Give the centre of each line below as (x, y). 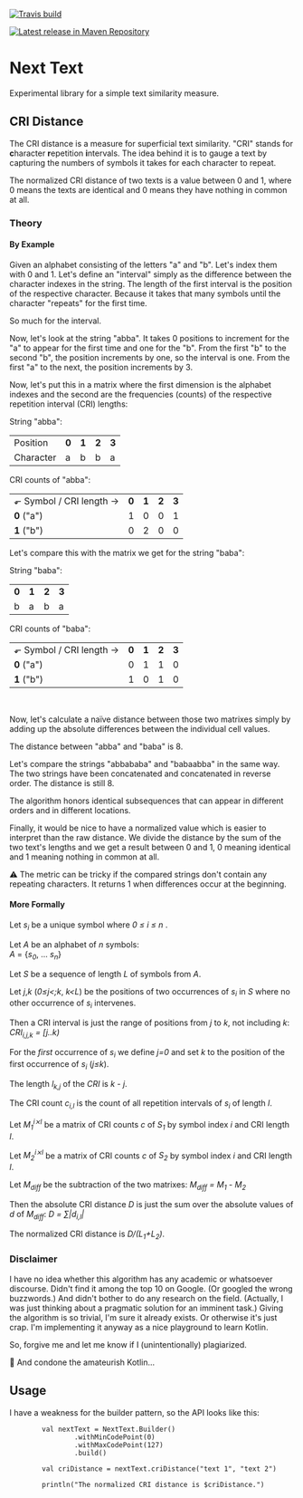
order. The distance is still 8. (62, 783)
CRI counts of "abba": (50, 479)
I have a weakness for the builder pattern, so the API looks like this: (134, 1412)
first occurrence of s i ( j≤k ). (59, 1065)
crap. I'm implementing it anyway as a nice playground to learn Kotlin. (139, 1327)
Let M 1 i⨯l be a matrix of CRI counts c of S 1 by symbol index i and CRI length (150, 1125)
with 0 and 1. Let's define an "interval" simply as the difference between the (151, 274)
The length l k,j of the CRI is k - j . (69, 1085)
